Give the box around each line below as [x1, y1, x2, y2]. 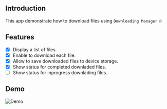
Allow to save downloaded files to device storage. [12, 58, 118, 64]
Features [5, 33, 34, 41]
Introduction [5, 4, 46, 13]
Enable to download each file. [12, 52, 76, 58]
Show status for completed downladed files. [12, 63, 106, 70]
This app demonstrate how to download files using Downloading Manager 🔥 [5, 17, 162, 24]
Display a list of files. [12, 46, 57, 53]
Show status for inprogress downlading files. [12, 69, 108, 76]
